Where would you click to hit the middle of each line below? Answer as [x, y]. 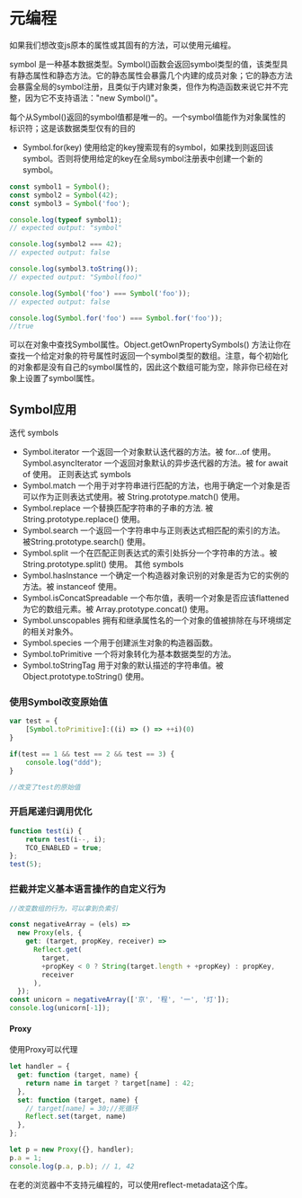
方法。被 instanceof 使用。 [72, 587]
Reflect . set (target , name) [76, 1117]
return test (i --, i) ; [66, 839]
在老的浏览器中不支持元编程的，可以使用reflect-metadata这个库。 [131, 1185]
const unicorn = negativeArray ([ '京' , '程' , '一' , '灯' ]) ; [120, 1000]
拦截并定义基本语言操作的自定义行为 [88, 889]
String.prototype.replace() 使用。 [84, 519]
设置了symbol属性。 [62, 378]
